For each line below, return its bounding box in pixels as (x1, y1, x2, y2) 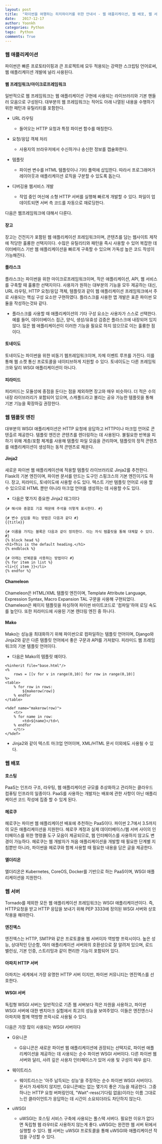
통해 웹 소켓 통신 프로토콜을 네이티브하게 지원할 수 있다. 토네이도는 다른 (5, 358, 139, 364)
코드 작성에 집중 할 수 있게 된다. (17, 797, 77, 802)
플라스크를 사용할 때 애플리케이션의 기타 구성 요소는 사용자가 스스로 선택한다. (12, 311, 157, 316)
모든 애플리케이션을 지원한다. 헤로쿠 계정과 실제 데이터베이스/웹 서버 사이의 (10, 827, 151, 832)
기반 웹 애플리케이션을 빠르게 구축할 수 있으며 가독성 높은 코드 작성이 (26, 246, 155, 252)
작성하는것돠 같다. (14, 300, 48, 306)
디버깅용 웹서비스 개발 (12, 183, 54, 190)
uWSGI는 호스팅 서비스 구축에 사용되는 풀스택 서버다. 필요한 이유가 (19, 1115, 146, 1121)
